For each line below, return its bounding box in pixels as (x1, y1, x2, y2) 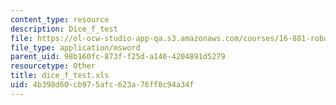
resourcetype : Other (10, 61, 97, 71)
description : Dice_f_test (10, 24, 118, 34)
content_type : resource (10, 14, 110, 25)
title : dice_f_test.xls (10, 71, 110, 81)
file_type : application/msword (10, 42, 141, 53)
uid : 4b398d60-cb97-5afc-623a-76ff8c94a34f (10, 80, 195, 90)
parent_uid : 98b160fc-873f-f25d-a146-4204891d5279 (10, 52, 226, 62)
